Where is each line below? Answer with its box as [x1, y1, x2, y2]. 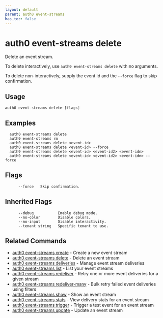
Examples [5, 119, 36, 127]
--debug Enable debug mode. [18, 210, 98, 216]
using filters [12, 286, 37, 292]
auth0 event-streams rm [9, 136, 58, 141]
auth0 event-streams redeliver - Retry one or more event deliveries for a [12, 271, 159, 277]
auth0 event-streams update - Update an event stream [12, 307, 123, 313]
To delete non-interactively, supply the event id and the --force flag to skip [5, 73, 157, 79]
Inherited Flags [5, 197, 53, 206]
